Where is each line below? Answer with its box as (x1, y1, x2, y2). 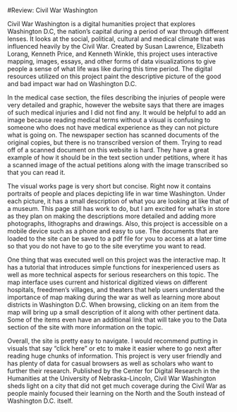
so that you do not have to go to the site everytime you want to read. (7, 242, 207, 250)
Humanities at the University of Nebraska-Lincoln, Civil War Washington (7, 374, 217, 382)
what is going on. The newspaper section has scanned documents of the (7, 131, 220, 139)
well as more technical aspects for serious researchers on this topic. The (7, 271, 219, 279)
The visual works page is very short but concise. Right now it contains (7, 182, 212, 190)
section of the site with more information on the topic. (7, 323, 164, 331)
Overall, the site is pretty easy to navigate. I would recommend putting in (7, 337, 219, 345)
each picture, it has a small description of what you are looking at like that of (7, 197, 229, 205)
